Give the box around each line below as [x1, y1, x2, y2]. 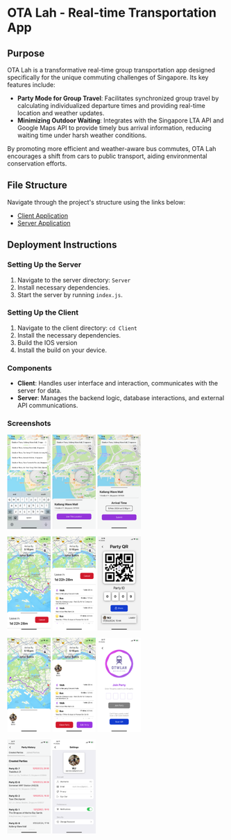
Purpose [7, 47, 45, 59]
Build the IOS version [17, 338, 78, 347]
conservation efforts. [7, 159, 67, 168]
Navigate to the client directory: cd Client [17, 324, 137, 332]
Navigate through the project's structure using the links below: [7, 198, 186, 206]
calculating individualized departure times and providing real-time [17, 102, 206, 109]
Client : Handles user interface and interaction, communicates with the [17, 379, 219, 388]
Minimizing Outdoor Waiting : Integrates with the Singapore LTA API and [17, 116, 224, 125]
